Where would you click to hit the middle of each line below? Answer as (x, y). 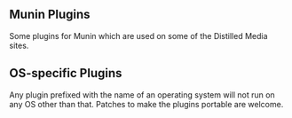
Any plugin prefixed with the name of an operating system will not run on (142, 94)
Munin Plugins (50, 15)
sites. (19, 45)
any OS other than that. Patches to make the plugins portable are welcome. (146, 104)
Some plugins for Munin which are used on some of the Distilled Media (138, 35)
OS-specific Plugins (66, 73)
